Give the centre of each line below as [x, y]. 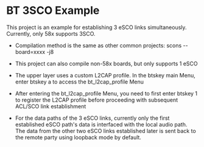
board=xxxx [30, 51]
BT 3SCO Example [53, 11]
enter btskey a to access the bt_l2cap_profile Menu [79, 82]
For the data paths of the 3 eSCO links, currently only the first [92, 118]
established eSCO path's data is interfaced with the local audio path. [101, 124]
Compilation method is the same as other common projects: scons [98, 45]
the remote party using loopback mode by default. [78, 137]
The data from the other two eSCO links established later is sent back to [105, 131]
